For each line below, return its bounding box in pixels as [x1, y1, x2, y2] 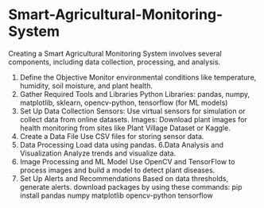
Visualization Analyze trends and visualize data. [19, 148, 177, 158]
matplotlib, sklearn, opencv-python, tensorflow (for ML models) [19, 98, 228, 107]
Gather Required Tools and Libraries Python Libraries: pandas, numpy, [19, 89, 250, 98]
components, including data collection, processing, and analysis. [8, 57, 221, 67]
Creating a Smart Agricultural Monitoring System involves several [8, 48, 223, 58]
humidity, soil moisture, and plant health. [19, 81, 153, 91]
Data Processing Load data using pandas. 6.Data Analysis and [19, 140, 224, 149]
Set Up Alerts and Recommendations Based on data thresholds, [19, 173, 229, 183]
